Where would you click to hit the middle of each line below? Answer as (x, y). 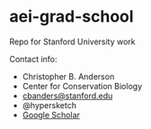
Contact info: (33, 59)
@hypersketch (49, 105)
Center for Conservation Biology (82, 86)
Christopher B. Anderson (68, 76)
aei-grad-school (71, 17)
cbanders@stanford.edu (67, 96)
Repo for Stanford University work (73, 41)
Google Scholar (51, 115)
